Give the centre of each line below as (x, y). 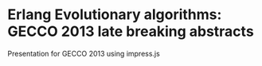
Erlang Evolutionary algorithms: (115, 15)
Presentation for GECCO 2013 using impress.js (84, 53)
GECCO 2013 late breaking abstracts (131, 31)
